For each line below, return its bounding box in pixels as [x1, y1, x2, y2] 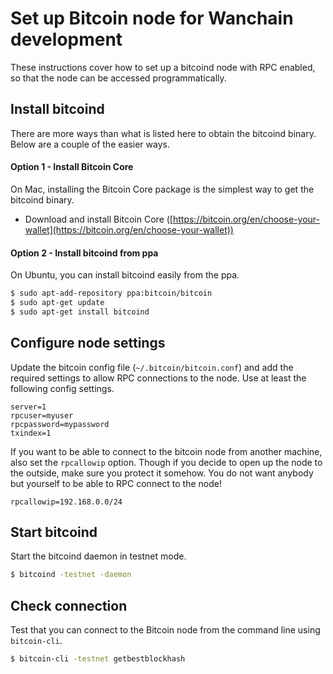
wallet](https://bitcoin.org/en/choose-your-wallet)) [24, 223, 234, 236]
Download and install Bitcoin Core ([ [24, 213, 173, 225]
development [10, 28, 123, 51]
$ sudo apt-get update [10, 298, 105, 308]
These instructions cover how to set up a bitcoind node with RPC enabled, [10, 61, 316, 73]
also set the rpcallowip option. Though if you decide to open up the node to [10, 456, 323, 468]
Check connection [10, 597, 128, 614]
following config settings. [10, 382, 115, 394]
